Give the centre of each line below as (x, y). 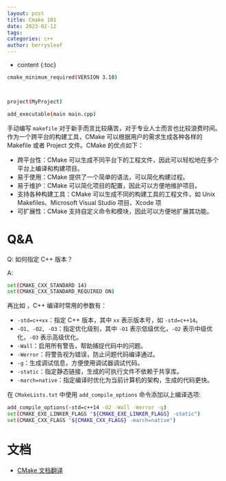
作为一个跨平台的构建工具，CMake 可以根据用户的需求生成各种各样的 (105, 136)
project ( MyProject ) (35, 101)
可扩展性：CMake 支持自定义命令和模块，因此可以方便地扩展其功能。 (115, 211)
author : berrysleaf (35, 45)
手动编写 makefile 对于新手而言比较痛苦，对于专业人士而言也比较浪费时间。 (114, 128)
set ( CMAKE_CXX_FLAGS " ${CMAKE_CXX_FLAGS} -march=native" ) (91, 421)
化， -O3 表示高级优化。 (50, 337)
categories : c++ (30, 39)
